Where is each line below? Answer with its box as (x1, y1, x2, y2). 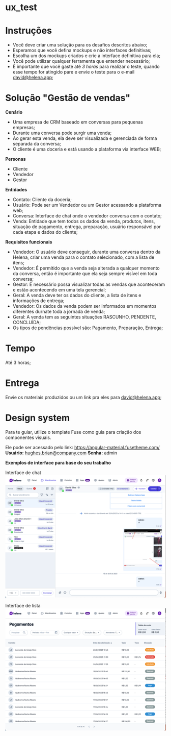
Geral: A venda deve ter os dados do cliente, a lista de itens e (12, 292, 141, 299)
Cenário (5, 109, 23, 115)
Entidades (5, 187, 27, 193)
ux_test (5, 2, 37, 13)
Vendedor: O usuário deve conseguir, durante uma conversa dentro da (12, 249, 161, 255)
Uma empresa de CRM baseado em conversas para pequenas (12, 119, 144, 125)
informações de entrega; (12, 298, 65, 304)
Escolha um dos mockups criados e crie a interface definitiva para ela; (12, 53, 160, 59)
